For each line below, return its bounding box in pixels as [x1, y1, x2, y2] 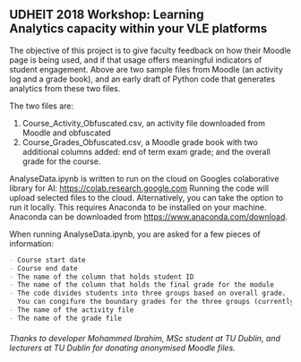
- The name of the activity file [9, 306, 134, 315]
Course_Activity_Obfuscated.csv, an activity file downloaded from [21, 117, 266, 128]
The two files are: [9, 100, 74, 111]
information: [9, 237, 55, 249]
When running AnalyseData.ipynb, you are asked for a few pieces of [9, 228, 262, 239]
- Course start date [9, 255, 87, 264]
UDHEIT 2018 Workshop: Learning [9, 7, 204, 22]
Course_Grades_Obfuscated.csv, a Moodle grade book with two [21, 136, 258, 147]
